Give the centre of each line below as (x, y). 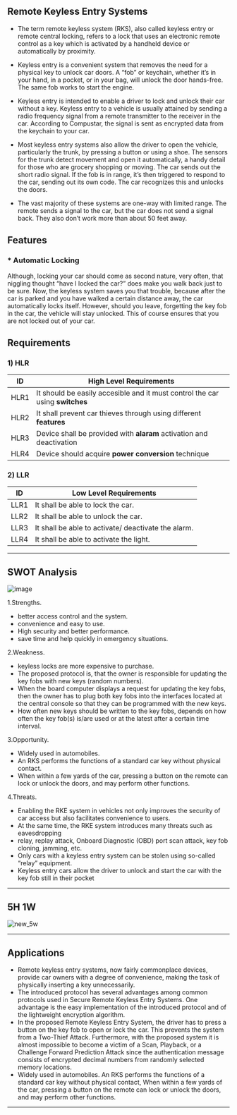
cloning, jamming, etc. (50, 848)
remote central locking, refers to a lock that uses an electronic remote (119, 36)
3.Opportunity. (28, 740)
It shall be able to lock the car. (85, 505)
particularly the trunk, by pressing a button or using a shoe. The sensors (122, 152)
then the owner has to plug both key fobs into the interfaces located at (120, 696)
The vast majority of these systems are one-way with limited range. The (122, 203)
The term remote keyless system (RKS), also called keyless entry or (116, 28)
